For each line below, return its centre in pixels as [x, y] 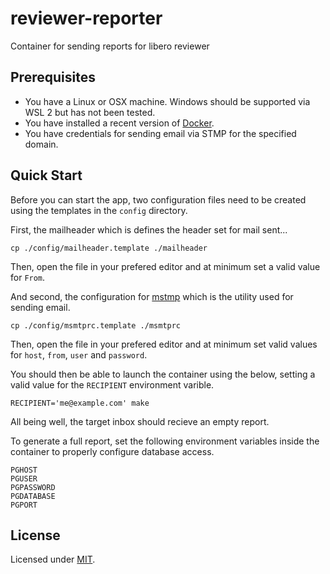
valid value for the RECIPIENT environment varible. [112, 384]
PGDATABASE [33, 496]
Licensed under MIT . [53, 559]
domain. [41, 144]
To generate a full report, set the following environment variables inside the [165, 441]
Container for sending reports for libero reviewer [110, 46]
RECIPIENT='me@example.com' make [80, 403]
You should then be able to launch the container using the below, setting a [163, 374]
